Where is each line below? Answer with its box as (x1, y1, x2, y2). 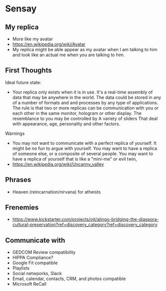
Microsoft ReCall (12, 281, 47, 287)
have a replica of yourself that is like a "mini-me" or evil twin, (12, 156, 137, 162)
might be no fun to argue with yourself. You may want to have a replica (12, 145, 158, 151)
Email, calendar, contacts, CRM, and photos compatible (12, 276, 126, 282)
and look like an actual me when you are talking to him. (12, 52, 125, 58)
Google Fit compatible (12, 260, 58, 266)
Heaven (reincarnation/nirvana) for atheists (12, 189, 101, 194)
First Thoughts (5, 66, 52, 75)
